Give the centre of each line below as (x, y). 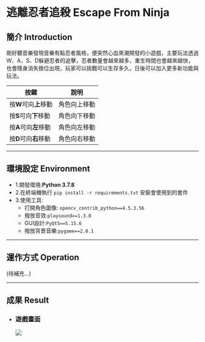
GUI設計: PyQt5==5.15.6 (53, 223)
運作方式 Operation (43, 258)
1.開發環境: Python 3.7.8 (45, 185)
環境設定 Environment (48, 169)
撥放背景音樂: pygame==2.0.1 (59, 231)
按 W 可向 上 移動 (31, 104)
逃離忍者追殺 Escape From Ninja (88, 13)
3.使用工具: (29, 200)
